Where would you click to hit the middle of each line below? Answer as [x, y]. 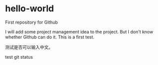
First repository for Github [31, 22]
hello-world [30, 9]
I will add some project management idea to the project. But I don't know [79, 32]
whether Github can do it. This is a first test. [50, 37]
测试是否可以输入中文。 [29, 47]
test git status [19, 57]
